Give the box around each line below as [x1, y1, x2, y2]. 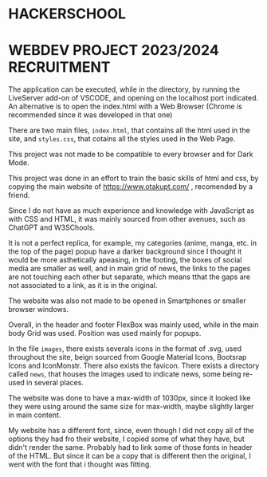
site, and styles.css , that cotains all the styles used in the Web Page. [8, 134, 236, 144]
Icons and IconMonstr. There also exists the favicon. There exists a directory [8, 361, 260, 371]
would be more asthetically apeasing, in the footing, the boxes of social [8, 255, 242, 265]
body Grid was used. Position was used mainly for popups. [8, 329, 202, 338]
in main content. [8, 410, 61, 420]
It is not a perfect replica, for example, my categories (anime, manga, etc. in [8, 238, 257, 248]
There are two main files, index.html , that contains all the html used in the [8, 125, 251, 136]
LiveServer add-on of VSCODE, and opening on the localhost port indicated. [8, 93, 259, 103]
